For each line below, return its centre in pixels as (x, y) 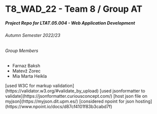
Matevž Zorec (26, 71)
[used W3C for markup (28, 86)
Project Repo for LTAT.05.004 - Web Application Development (70, 23)
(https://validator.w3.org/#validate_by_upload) (52, 91)
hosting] (143, 101)
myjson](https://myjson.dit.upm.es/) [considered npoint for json (70, 101)
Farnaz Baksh (26, 66)
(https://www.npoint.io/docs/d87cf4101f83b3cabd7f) (59, 107)
